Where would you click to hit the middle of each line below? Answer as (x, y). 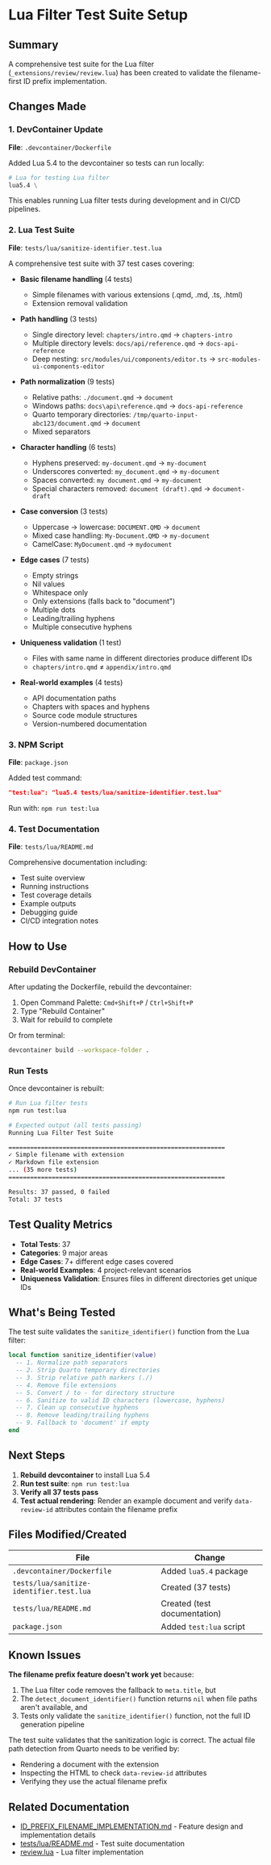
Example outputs (48, 904)
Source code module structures (85, 715)
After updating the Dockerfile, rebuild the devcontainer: (100, 986)
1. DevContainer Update (56, 129)
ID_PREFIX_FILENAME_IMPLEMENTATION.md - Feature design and (131, 1826)
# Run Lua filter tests (48, 1103)
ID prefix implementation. (65, 81)
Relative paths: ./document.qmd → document (103, 397)
